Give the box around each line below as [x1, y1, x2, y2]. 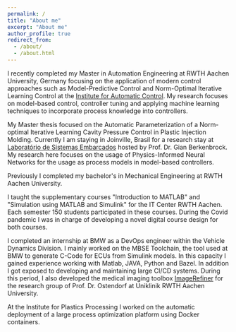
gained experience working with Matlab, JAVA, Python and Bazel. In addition [7, 259, 229, 267]
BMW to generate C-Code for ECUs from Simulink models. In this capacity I [7, 251, 227, 260]
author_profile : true [7, 30, 71, 37]
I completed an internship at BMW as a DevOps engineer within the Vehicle [7, 236, 225, 244]
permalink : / [7, 10, 46, 18]
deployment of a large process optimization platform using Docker [7, 310, 199, 319]
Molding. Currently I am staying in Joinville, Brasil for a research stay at [7, 135, 214, 143]
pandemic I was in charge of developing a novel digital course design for [7, 215, 218, 223]
